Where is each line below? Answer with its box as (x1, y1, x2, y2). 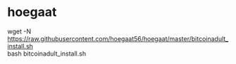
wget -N (7, 27, 32, 35)
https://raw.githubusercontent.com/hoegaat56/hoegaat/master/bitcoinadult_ (7, 34, 229, 42)
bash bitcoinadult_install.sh (7, 49, 87, 58)
